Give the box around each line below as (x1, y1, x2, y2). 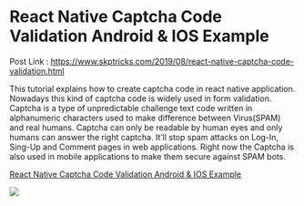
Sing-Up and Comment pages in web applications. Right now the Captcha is (9, 141, 294, 152)
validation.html (9, 66, 66, 77)
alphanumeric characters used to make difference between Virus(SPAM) (9, 112, 281, 123)
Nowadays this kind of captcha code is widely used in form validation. (9, 93, 272, 104)
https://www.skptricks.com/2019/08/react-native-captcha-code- (50, 56, 294, 67)
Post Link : (9, 56, 49, 67)
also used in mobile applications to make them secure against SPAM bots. (9, 150, 287, 161)
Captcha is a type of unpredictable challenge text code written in (9, 102, 253, 113)
